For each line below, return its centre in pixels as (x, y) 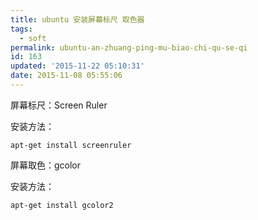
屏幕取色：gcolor (46, 165)
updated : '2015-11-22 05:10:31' (77, 66)
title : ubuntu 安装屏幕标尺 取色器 (77, 19)
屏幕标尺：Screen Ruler (59, 105)
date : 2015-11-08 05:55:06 (66, 76)
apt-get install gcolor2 (62, 205)
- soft (33, 38)
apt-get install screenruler (71, 145)
